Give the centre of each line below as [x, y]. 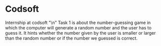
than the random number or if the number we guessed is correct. [71, 38]
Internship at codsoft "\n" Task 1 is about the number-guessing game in [78, 23]
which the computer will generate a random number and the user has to [79, 27]
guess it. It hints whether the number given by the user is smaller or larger [80, 33]
